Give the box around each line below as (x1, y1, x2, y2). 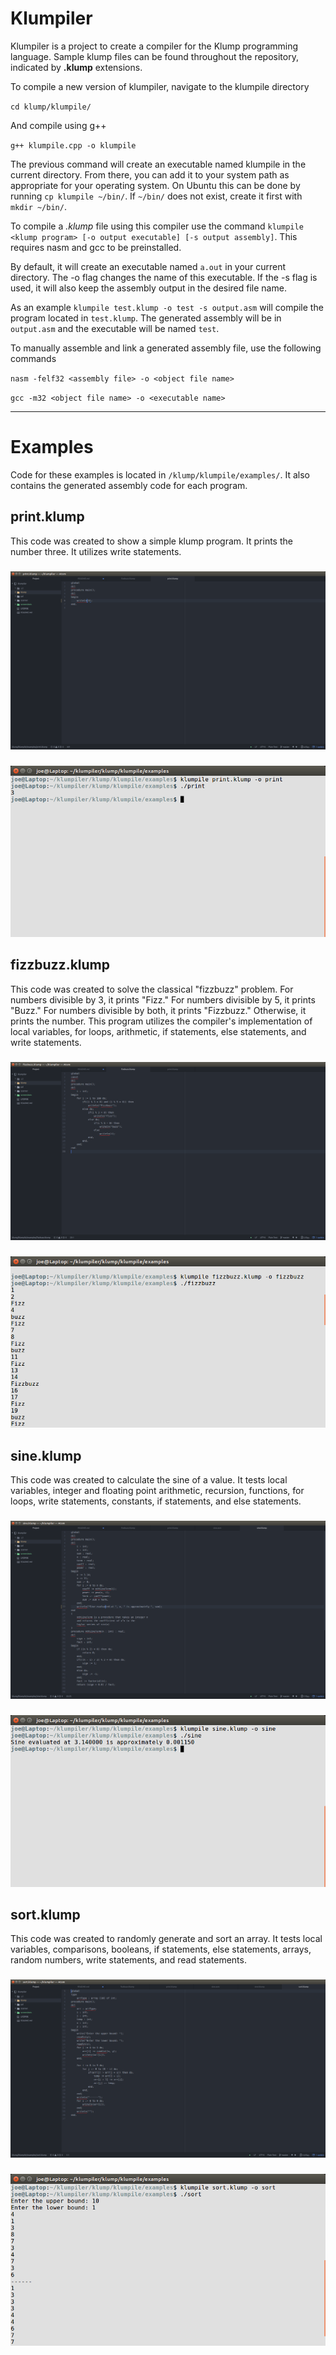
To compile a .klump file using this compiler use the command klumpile (10, 220, 304, 232)
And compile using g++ (10, 119, 107, 131)
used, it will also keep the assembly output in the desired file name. (10, 282, 287, 294)
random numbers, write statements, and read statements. (10, 1954, 247, 1966)
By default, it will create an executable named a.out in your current (10, 260, 287, 272)
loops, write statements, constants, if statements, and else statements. (10, 1495, 302, 1507)
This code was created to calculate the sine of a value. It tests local (10, 1474, 288, 1486)
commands (10, 352, 57, 364)
